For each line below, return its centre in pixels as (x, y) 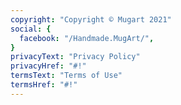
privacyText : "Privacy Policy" (75, 57)
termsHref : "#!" (44, 85)
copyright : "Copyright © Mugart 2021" (91, 19)
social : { (31, 29)
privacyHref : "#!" (48, 66)
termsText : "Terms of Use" (66, 76)
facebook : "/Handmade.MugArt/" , (87, 38)
